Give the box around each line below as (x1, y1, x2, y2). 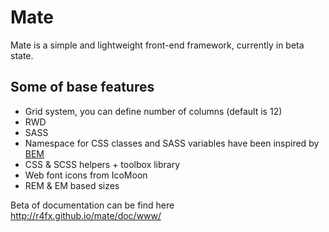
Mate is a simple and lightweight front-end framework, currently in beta (10, 39, 305, 51)
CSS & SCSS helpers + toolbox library (24, 158, 181, 170)
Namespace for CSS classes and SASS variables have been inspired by (24, 137, 320, 149)
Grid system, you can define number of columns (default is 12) (24, 105, 283, 117)
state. (10, 49, 34, 61)
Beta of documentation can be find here (10, 199, 175, 211)
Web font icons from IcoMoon (24, 169, 148, 181)
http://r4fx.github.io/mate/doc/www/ (10, 209, 162, 221)
